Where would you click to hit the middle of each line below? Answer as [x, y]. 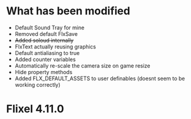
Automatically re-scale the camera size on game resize [82, 65]
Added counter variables [45, 59]
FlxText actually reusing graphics [56, 47]
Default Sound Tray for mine [50, 28]
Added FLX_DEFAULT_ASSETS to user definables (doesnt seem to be [100, 78]
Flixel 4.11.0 [35, 109]
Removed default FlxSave [46, 33]
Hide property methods [44, 72]
